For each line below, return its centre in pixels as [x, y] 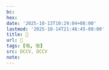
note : [13, 57]
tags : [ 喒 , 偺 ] [25, 46]
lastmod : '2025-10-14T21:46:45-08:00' [55, 29]
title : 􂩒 [17, 35]
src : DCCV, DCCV [27, 52]
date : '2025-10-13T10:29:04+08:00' [51, 23]
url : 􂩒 [15, 40]
